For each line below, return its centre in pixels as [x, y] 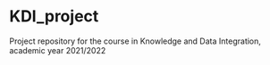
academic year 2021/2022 [58, 50]
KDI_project [54, 16]
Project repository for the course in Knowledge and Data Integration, [135, 41]
